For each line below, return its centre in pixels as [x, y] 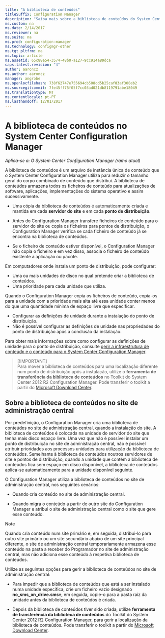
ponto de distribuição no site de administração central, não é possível [76, 443]
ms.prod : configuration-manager [38, 42]
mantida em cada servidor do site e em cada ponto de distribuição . [81, 211]
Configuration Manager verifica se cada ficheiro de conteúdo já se [79, 231]
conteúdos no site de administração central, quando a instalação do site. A [81, 428]
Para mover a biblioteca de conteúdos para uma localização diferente [87, 366]
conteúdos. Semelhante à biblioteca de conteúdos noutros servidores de [79, 454]
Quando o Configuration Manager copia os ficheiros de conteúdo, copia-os [81, 296]
